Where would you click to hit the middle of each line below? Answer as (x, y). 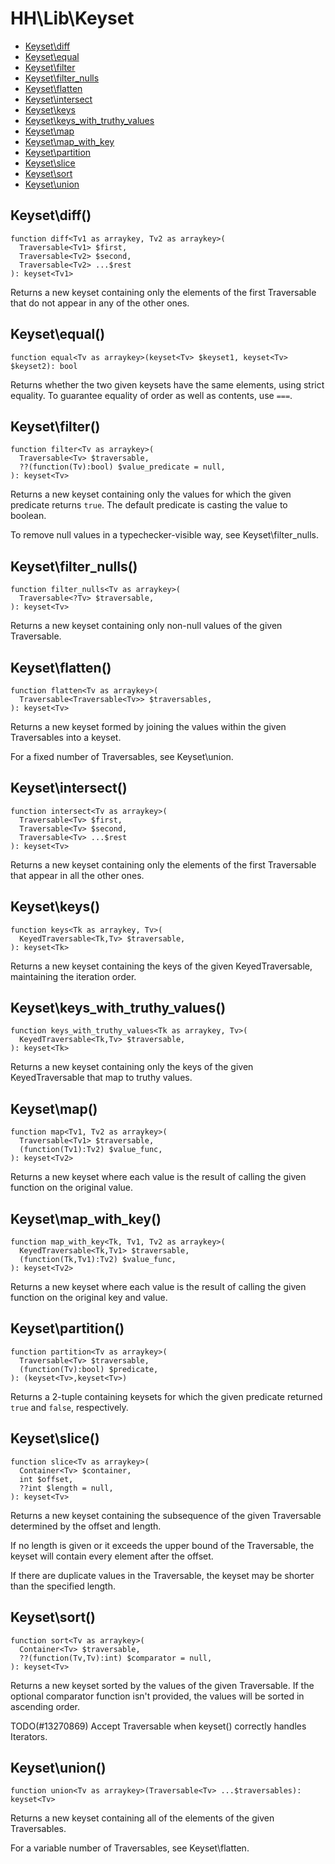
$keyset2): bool (44, 366)
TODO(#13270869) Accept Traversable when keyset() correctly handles (158, 1726)
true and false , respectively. (69, 1407)
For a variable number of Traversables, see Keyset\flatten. (130, 1848)
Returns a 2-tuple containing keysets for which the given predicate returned (166, 1396)
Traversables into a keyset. (66, 737)
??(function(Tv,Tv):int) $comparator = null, (116, 1658)
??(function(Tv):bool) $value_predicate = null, (122, 467)
